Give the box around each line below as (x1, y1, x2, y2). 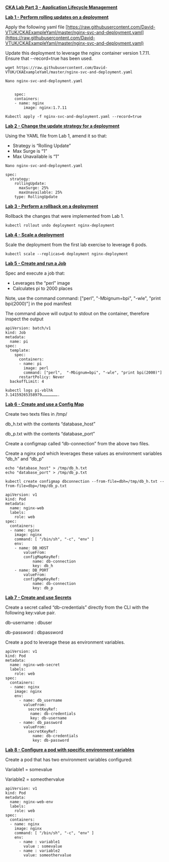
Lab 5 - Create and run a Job (5, 260, 66, 266)
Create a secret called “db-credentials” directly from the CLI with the (5, 604, 149, 610)
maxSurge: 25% (18, 185, 49, 190)
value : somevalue (23, 844, 62, 849)
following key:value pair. (5, 610, 56, 616)
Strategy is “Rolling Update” (12, 143, 71, 149)
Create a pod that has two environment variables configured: (5, 756, 133, 762)
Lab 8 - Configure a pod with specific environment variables (5, 747, 134, 753)
